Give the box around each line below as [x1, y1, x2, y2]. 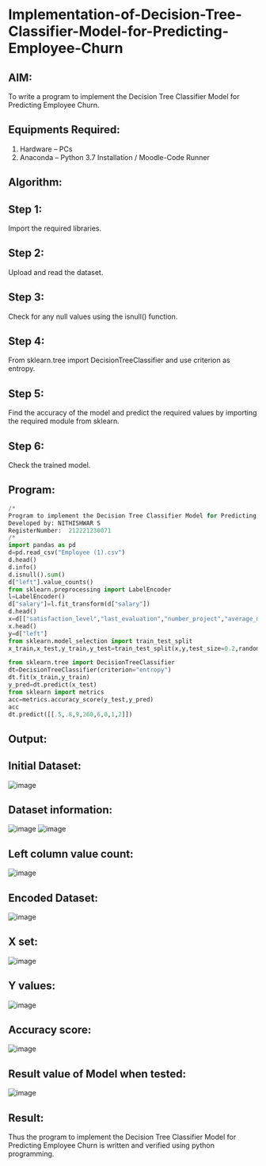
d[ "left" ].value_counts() [8, 578, 93, 586]
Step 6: [8, 439, 45, 453]
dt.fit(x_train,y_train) [8, 674, 90, 682]
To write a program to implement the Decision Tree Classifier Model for [8, 92, 240, 101]
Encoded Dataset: [8, 891, 99, 904]
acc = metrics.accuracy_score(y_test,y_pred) [8, 695, 154, 703]
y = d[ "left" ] [8, 629, 47, 637]
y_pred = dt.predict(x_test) [8, 681, 97, 689]
